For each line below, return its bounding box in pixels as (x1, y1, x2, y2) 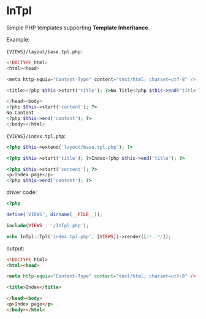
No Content (6, 110, 34, 116)
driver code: (6, 189, 37, 196)
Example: (6, 36, 30, 43)
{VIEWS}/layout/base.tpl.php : (6, 47, 83, 55)
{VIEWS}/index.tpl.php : (6, 132, 66, 140)
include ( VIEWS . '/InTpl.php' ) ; (6, 222, 89, 228)
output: (6, 244, 25, 252)
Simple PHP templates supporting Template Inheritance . (6, 24, 150, 31)
